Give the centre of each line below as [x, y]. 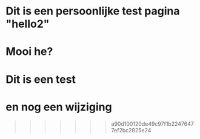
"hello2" [28, 24]
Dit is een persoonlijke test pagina [93, 11]
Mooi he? [29, 52]
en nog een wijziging [59, 107]
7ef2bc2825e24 [131, 130]
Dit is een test [41, 79]
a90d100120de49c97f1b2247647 [153, 124]
